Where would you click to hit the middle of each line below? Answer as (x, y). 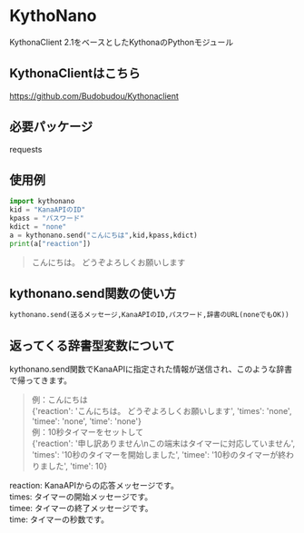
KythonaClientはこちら (75, 74)
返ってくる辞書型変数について (92, 345)
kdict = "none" (38, 227)
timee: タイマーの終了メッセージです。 (81, 508)
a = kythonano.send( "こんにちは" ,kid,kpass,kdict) (103, 235)
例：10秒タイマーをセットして (87, 432)
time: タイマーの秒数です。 (59, 519)
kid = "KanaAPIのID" (48, 210)
